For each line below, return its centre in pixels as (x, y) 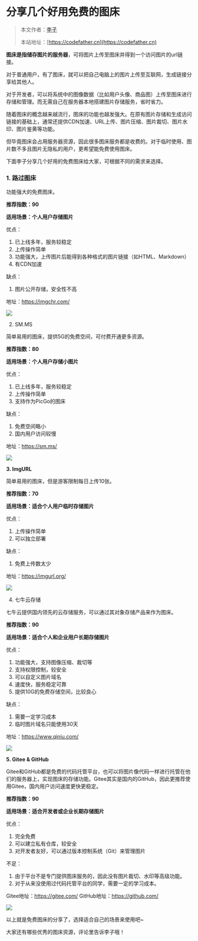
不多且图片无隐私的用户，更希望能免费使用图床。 (76, 148)
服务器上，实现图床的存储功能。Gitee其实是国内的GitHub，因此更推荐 (101, 779)
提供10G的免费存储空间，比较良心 (55, 692)
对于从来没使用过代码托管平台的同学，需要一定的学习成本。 (87, 883)
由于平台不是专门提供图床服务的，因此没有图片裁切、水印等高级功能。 (100, 876)
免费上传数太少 (33, 564)
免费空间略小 (30, 426)
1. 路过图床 (21, 178)
